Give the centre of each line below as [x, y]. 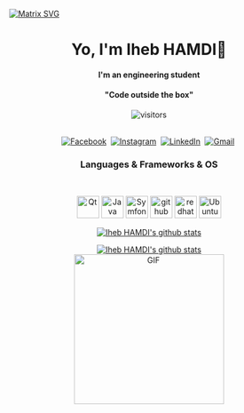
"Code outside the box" [149, 95]
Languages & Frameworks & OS [149, 164]
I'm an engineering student [149, 75]
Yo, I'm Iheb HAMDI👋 [149, 50]
